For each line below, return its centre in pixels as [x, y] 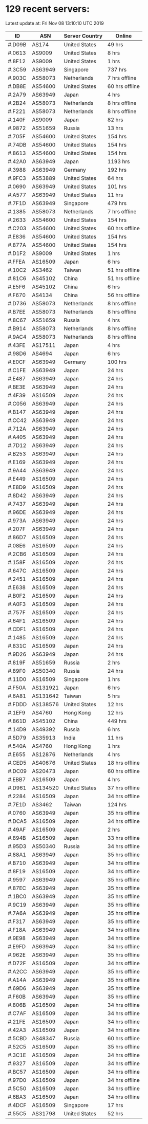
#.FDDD [17, 704]
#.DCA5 [17, 821]
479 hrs [117, 203]
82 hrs [115, 120]
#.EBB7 [17, 779]
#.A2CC [17, 971]
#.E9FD [17, 946]
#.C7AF [17, 1013]
